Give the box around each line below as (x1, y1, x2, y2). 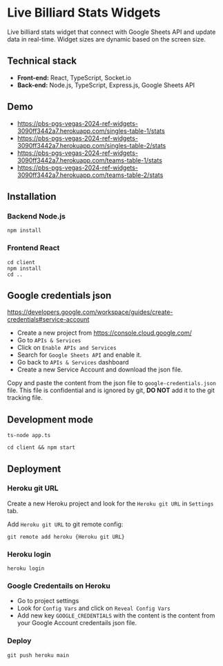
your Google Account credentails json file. (17, 619, 137, 627)
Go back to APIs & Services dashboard (17, 358, 129, 367)
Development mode (7, 414, 94, 425)
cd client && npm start (7, 444, 76, 451)
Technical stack (7, 55, 77, 67)
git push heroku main (7, 651, 70, 658)
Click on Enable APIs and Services (17, 344, 117, 352)
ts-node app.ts (7, 432, 51, 439)
